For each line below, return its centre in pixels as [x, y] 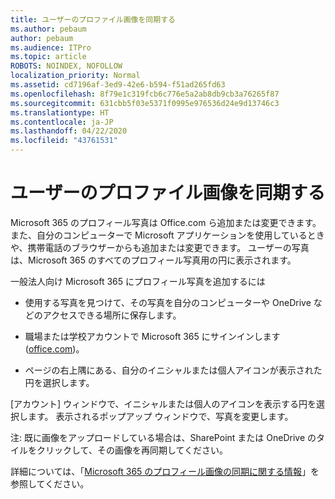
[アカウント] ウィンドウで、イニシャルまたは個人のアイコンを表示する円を [163, 403]
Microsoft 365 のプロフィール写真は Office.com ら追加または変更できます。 [166, 222]
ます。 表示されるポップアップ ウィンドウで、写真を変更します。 [160, 416]
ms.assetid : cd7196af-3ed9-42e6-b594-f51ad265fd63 [118, 85]
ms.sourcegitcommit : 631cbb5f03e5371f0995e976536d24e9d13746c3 [145, 103]
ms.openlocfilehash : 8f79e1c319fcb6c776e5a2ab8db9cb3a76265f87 [145, 94]
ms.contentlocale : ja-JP [62, 122]
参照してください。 [50, 483]
